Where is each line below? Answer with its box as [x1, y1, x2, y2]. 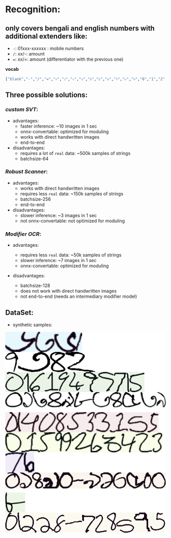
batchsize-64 [20, 156, 49, 162]
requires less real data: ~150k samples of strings [20, 190, 124, 197]
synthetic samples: [12, 321, 52, 327]
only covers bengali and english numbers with [5, 24, 155, 33]
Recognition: [5, 4, 61, 15]
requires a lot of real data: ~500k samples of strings [20, 150, 131, 156]
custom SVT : [5, 106, 38, 113]
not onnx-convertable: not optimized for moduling [20, 218, 125, 224]
